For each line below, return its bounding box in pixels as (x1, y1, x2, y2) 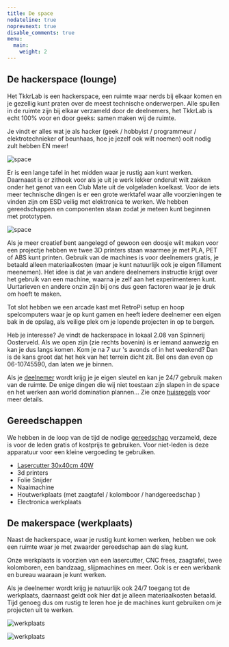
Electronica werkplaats (16, 497, 82, 506)
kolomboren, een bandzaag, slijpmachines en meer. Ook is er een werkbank (7, 563, 221, 572)
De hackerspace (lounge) (7, 73, 118, 86)
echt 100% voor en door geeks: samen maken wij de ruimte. (7, 114, 176, 122)
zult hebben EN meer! (7, 141, 68, 150)
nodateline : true (7, 16, 57, 23)
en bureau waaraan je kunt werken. (7, 571, 107, 579)
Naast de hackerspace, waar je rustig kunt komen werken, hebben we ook (7, 536, 217, 544)
